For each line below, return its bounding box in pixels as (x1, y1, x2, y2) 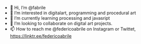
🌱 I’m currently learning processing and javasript (9, 15, 110, 21)
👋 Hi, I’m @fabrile (9, 5, 46, 10)
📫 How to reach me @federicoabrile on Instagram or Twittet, (9, 26, 136, 32)
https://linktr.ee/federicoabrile (9, 33, 72, 39)
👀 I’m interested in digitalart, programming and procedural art (9, 10, 136, 16)
